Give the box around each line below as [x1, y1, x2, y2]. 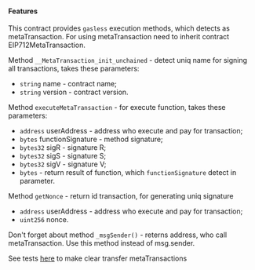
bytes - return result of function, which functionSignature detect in [19, 168, 237, 177]
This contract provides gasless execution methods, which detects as [8, 24, 230, 33]
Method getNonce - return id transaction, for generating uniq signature [8, 192, 234, 201]
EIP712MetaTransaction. [8, 40, 86, 50]
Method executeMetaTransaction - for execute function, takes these [8, 103, 226, 112]
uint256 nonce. [19, 215, 69, 224]
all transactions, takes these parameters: [8, 64, 140, 74]
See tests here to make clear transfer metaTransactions [8, 254, 188, 263]
